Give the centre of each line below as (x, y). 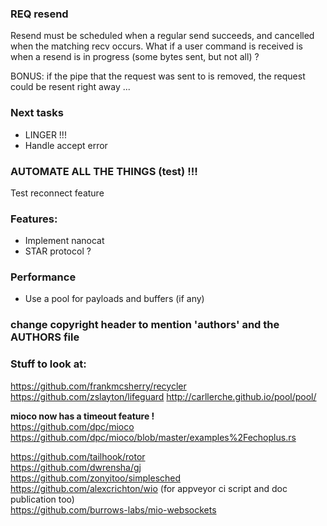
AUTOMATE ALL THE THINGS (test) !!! (104, 171)
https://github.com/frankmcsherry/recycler (98, 386)
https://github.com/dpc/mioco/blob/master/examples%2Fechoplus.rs (153, 437)
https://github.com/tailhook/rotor (78, 456)
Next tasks (37, 113)
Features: (34, 219)
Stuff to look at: (48, 364)
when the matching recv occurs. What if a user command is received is (157, 46)
